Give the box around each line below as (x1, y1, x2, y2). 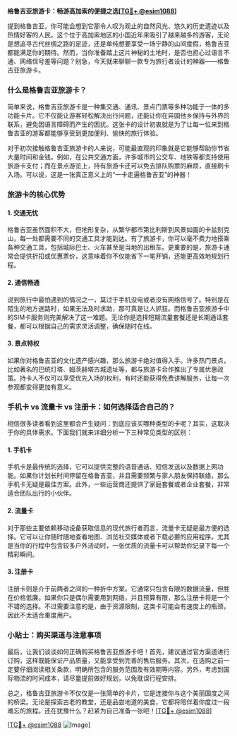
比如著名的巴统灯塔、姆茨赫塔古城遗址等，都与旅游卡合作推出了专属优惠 (7, 364, 217, 373)
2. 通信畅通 (7, 278, 40, 287)
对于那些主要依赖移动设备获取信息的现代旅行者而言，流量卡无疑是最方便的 (7, 523, 224, 532)
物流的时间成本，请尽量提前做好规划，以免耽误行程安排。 (13, 674, 181, 682)
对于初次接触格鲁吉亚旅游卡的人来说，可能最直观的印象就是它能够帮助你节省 (7, 144, 230, 152)
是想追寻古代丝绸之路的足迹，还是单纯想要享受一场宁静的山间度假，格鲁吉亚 (7, 39, 230, 48)
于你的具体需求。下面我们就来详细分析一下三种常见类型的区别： (7, 428, 193, 436)
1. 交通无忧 (7, 208, 39, 217)
